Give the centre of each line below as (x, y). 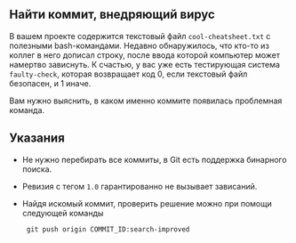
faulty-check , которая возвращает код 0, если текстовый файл (128, 74)
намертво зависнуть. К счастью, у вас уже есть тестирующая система (144, 64)
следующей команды (63, 213)
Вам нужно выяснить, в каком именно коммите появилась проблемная (146, 101)
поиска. (37, 169)
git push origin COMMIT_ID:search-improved (108, 229)
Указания (37, 138)
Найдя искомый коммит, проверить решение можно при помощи (147, 203)
